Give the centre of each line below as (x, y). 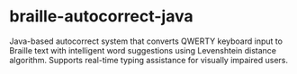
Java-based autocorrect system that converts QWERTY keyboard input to (146, 41)
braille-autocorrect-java (101, 16)
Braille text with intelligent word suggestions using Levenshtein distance (143, 50)
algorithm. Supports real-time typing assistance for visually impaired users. (148, 60)
